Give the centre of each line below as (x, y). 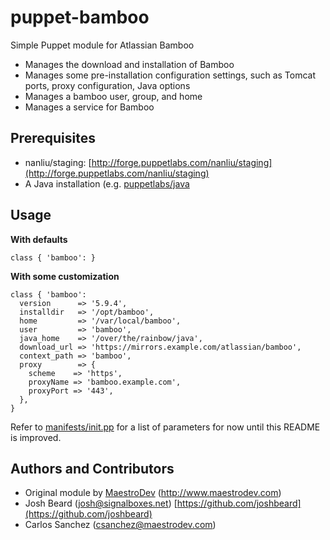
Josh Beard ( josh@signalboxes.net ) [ (101, 503)
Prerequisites (53, 138)
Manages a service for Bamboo (89, 107)
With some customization (65, 276)
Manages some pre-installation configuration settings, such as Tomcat (170, 75)
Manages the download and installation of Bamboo (129, 64)
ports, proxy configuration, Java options (107, 85)
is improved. (36, 437)
